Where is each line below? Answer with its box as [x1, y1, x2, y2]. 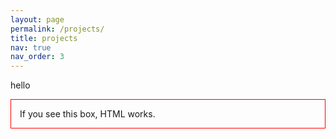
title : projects [10, 33, 78, 43]
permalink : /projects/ [10, 24, 105, 34]
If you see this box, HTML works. [19, 108, 156, 120]
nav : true [10, 42, 52, 53]
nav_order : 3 [10, 52, 65, 62]
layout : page [10, 14, 65, 25]
